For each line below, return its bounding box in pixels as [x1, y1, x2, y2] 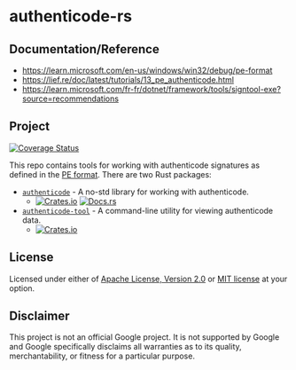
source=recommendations [21, 93, 120, 104]
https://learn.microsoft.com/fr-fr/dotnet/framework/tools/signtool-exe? [21, 84, 282, 94]
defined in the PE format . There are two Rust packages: [9, 169, 212, 179]
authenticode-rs [9, 6, 133, 27]
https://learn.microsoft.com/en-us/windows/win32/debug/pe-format [21, 65, 273, 75]
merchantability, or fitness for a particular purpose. [9, 350, 195, 361]
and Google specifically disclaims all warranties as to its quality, [9, 342, 242, 352]
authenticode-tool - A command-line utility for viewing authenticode [21, 205, 274, 216]
